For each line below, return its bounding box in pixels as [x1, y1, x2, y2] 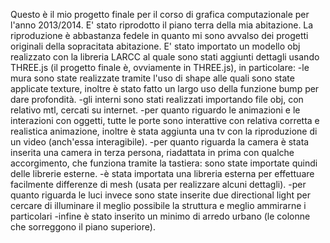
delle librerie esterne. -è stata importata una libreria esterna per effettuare [10, 168, 315, 179]
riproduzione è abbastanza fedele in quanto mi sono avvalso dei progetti [10, 30, 309, 41]
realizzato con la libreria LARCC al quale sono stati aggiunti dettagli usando [10, 51, 320, 63]
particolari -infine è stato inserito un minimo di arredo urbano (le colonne [10, 210, 311, 222]
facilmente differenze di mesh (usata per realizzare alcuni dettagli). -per [10, 179, 307, 190]
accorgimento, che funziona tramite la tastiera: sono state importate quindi [10, 157, 318, 169]
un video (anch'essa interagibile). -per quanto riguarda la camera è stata [10, 136, 310, 148]
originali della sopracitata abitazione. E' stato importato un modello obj [10, 40, 301, 52]
